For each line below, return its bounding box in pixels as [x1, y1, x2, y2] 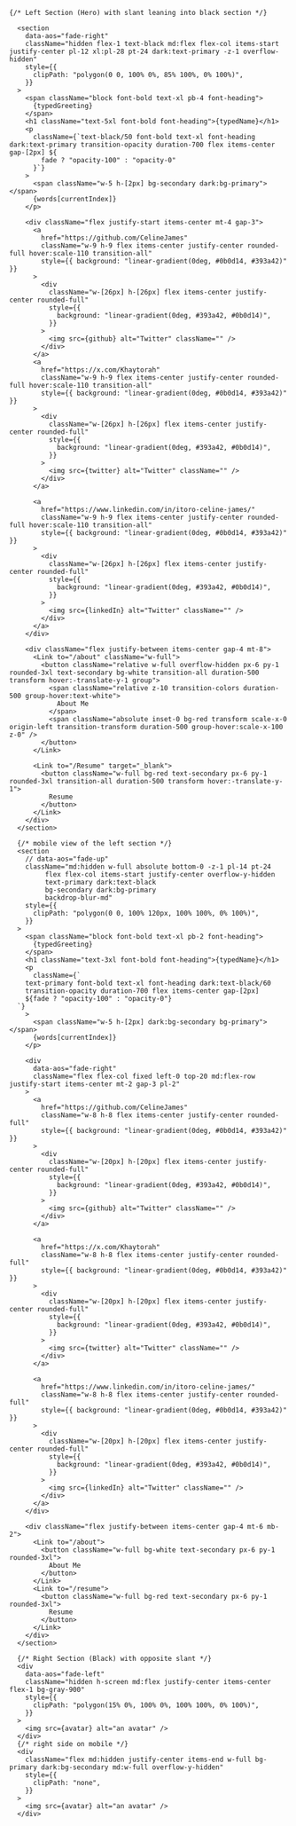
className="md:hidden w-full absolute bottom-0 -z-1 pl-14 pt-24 [25, 862, 272, 871]
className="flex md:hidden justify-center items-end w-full [25, 1755, 252, 1764]
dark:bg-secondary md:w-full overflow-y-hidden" [41, 1763, 224, 1772]
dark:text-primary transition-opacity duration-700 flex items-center [9, 140, 276, 149]
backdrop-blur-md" [44, 893, 113, 902]
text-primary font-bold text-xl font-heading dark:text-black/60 [25, 979, 272, 988]
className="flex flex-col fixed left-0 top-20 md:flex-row [32, 1072, 255, 1081]
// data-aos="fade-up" [25, 854, 109, 863]
